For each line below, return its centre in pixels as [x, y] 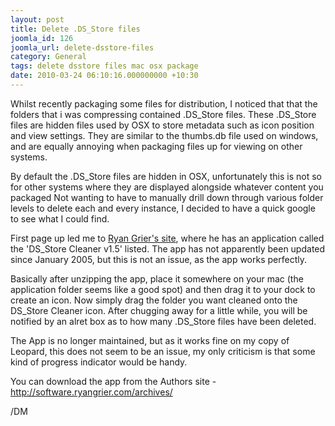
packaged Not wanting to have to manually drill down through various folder [167, 197]
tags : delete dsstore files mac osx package [104, 66]
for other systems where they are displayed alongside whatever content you [167, 187]
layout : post [37, 19]
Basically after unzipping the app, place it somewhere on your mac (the [157, 278]
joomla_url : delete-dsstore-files [82, 47]
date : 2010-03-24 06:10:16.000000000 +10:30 [104, 76]
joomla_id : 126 [42, 38]
